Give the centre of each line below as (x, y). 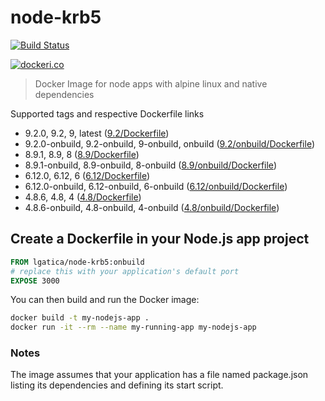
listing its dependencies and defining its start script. (117, 385)
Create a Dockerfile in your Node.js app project (160, 239)
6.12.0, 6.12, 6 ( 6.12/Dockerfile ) (87, 175)
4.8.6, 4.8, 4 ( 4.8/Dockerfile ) (83, 197)
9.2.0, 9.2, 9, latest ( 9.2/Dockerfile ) (97, 133)
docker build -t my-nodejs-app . (80, 318)
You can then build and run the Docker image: (105, 300)
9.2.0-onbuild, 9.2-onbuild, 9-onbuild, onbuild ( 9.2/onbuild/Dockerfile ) (169, 143)
